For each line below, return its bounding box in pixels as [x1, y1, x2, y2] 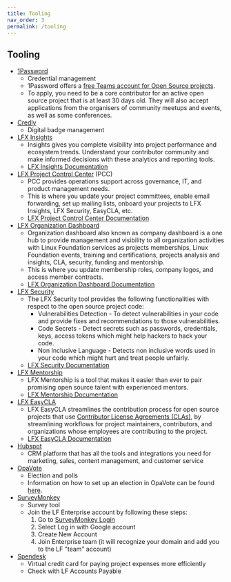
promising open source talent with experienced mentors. [27, 383, 189, 392]
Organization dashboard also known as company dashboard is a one [27, 229, 223, 237]
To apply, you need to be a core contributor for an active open [27, 89, 204, 98]
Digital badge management [27, 126, 105, 134]
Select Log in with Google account [37, 523, 136, 531]
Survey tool [27, 501, 61, 509]
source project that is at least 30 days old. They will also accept [27, 96, 209, 104]
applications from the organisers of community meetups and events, [27, 104, 222, 112]
